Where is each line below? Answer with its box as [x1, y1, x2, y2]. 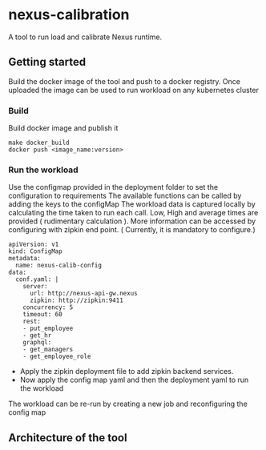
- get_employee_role [22, 352, 91, 361]
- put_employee [22, 324, 74, 333]
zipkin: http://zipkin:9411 [29, 296, 124, 305]
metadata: [8, 255, 42, 263]
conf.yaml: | [15, 275, 59, 283]
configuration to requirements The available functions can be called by [8, 191, 242, 201]
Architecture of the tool [8, 431, 127, 444]
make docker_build [8, 139, 70, 147]
